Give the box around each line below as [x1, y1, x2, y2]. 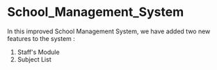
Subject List [17, 55, 51, 63]
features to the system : [7, 34, 75, 42]
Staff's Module [17, 48, 61, 56]
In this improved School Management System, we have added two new [7, 27, 211, 35]
